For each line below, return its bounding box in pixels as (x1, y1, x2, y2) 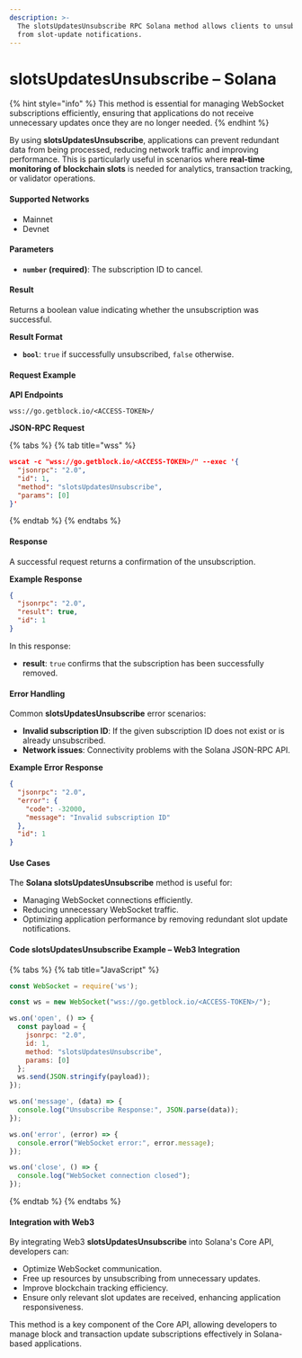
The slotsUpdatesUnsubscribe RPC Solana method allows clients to (17, 22, 271, 31)
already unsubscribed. (22, 735, 106, 746)
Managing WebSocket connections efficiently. (22, 895, 193, 906)
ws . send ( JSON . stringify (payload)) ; (17, 1072, 151, 1082)
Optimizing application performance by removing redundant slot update (22, 914, 289, 925)
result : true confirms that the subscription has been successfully (22, 657, 265, 668)
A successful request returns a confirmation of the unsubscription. (9, 556, 256, 567)
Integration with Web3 (9, 1216, 94, 1228)
